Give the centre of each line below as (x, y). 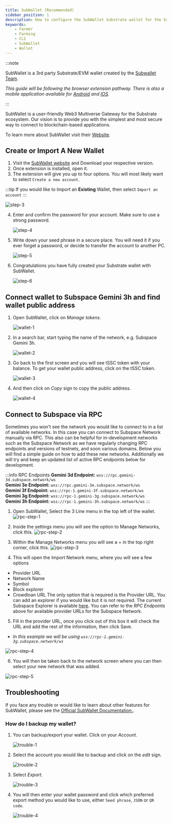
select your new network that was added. (57, 667)
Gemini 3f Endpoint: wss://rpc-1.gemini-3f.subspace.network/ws (75, 490)
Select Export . (28, 775)
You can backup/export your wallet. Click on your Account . (75, 735)
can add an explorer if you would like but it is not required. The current (87, 600)
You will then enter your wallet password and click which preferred (83, 795)
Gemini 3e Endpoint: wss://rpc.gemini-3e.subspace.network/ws (73, 485)
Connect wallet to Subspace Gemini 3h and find (83, 297)
